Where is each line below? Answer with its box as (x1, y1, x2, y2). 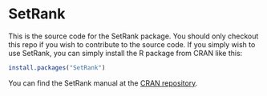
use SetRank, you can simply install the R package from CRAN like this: (8, 48, 243, 58)
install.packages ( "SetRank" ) (8, 63, 106, 72)
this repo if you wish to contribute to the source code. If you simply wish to (8, 39, 256, 49)
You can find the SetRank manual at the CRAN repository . (8, 78, 198, 88)
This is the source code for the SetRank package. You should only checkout (8, 31, 259, 41)
